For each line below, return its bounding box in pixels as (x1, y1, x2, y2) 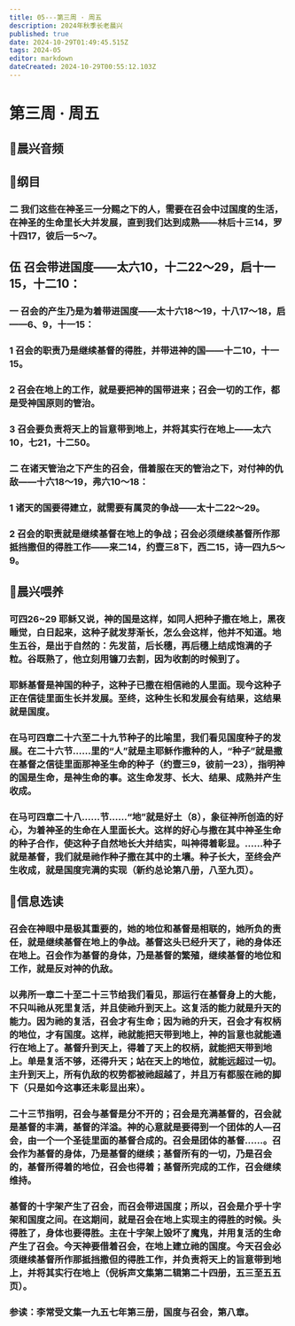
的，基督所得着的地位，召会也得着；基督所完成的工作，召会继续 (9, 1160, 282, 1173)
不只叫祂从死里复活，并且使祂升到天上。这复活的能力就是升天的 (9, 1002, 282, 1014)
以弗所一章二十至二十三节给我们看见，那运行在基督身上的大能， (9, 988, 282, 1001)
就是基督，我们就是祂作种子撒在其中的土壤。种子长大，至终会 (9, 850, 273, 862)
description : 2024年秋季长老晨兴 (9, 21, 123, 30)
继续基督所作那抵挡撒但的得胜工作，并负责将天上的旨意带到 (18, 1253, 273, 1266)
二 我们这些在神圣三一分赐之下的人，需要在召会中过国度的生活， (9, 203, 283, 215)
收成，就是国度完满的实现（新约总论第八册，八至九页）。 (18, 863, 259, 876)
